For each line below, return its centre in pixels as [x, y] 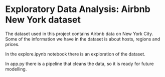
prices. [12, 44]
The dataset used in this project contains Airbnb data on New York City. [79, 33]
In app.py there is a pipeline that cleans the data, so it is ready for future [79, 63]
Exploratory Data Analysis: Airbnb [78, 9]
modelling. [16, 69]
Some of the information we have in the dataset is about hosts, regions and [83, 39]
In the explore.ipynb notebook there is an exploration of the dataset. [75, 54]
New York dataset [43, 20]
